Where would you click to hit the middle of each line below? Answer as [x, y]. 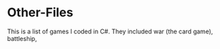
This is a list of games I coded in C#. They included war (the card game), [110, 31]
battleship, [22, 38]
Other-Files [40, 13]
